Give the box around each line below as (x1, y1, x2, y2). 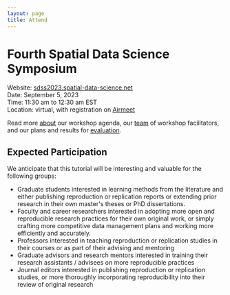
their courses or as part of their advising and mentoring (17, 244, 174, 252)
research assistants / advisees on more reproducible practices (17, 258, 195, 267)
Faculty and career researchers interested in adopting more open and (17, 207, 215, 216)
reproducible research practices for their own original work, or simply (17, 214, 215, 223)
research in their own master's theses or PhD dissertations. (17, 200, 186, 208)
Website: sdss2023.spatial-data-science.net (7, 83, 133, 92)
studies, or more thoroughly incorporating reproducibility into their (17, 273, 205, 281)
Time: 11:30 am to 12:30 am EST (7, 98, 98, 107)
